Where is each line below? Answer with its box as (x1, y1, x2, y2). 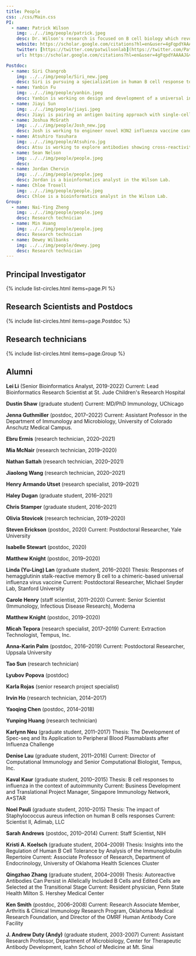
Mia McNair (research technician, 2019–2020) (6, 446, 117, 454)
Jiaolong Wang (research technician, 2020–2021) (6, 469, 125, 476)
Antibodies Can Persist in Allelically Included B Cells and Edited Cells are (6, 877, 181, 884)
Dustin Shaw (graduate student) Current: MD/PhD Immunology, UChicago (6, 400, 184, 407)
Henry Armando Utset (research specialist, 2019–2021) (6, 481, 139, 488)
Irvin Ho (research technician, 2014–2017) (6, 694, 107, 701)
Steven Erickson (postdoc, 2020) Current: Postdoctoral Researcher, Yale (6, 526, 182, 533)
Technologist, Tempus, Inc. (6, 631, 71, 638)
